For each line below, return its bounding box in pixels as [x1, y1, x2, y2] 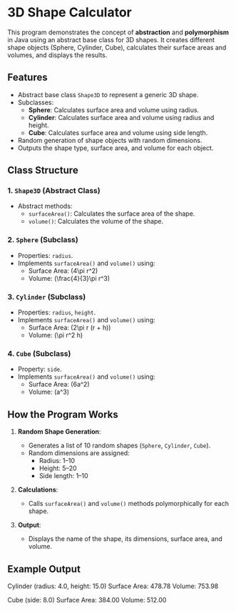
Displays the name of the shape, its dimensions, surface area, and [28, 535, 222, 543]
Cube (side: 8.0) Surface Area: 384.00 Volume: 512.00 [7, 595, 167, 604]
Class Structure [7, 164, 78, 177]
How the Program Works [7, 408, 119, 420]
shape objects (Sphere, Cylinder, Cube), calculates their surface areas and [7, 43, 227, 51]
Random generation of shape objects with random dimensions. [17, 136, 202, 144]
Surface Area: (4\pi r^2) [28, 266, 98, 275]
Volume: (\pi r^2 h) [28, 331, 83, 339]
